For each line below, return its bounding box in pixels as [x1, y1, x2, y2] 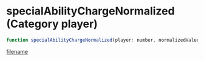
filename [6, 48, 29, 55]
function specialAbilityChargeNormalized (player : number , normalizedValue [6, 37, 200, 43]
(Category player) [6, 17, 98, 31]
